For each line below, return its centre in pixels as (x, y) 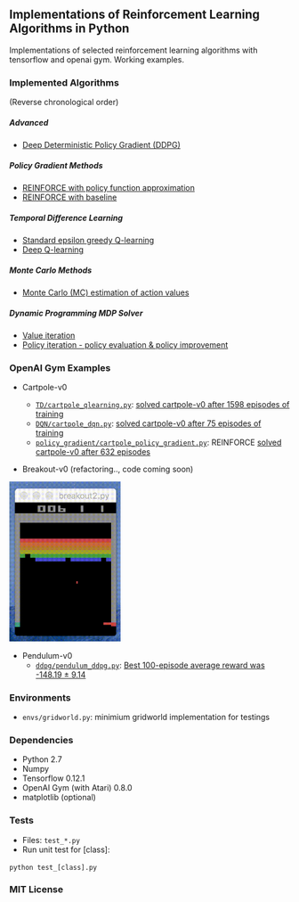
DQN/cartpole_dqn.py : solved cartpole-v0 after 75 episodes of (148, 423)
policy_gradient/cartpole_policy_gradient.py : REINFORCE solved (158, 443)
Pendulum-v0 (47, 655)
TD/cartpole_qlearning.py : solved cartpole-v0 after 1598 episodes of (162, 405)
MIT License (36, 890)
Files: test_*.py (51, 840)
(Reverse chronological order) (64, 102)
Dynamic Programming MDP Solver (76, 313)
